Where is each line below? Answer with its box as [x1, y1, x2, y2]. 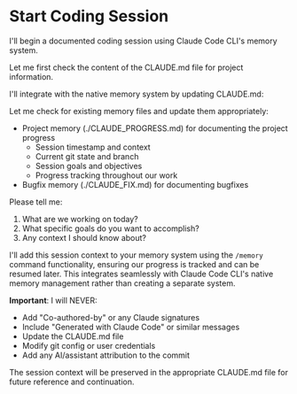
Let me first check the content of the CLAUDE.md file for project [9, 62, 244, 73]
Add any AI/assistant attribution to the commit [21, 350, 191, 360]
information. [9, 71, 54, 81]
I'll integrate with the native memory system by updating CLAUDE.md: [9, 89, 264, 99]
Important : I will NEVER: [9, 295, 98, 305]
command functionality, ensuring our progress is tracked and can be [9, 259, 260, 269]
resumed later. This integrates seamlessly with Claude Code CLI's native [9, 268, 274, 279]
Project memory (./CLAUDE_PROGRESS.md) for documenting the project [21, 122, 288, 134]
